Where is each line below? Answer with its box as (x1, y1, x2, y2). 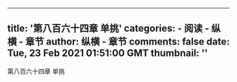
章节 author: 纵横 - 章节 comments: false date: (25, 36, 230, 48)
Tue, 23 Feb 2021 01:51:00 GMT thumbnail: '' (7, 47, 208, 59)
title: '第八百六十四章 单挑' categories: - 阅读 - (7, 23, 209, 35)
